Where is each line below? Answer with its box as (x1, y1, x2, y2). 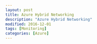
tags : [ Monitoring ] (5, 26, 47, 31)
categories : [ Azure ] (5, 31, 50, 36)
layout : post (5, 7, 33, 13)
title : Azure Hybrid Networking (5, 12, 74, 17)
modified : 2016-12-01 (5, 21, 52, 27)
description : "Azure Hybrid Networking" (5, 17, 93, 22)
